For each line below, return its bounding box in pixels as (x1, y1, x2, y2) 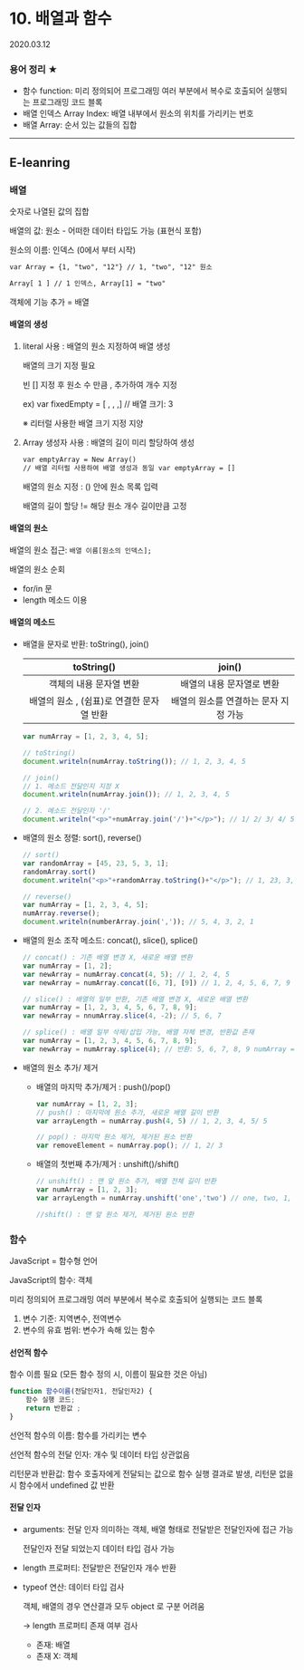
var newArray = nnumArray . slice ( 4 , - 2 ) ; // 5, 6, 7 (22, 1011, 222, 1020)
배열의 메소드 (9, 617, 56, 628)
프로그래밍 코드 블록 (32, 97, 103, 108)
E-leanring (9, 155, 71, 170)
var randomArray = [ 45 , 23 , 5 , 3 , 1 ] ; (22, 858, 169, 868)
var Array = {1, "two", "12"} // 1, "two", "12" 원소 (9, 262, 213, 272)
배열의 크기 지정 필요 (22, 360, 96, 371)
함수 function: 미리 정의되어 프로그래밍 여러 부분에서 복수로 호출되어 (22, 85, 264, 96)
